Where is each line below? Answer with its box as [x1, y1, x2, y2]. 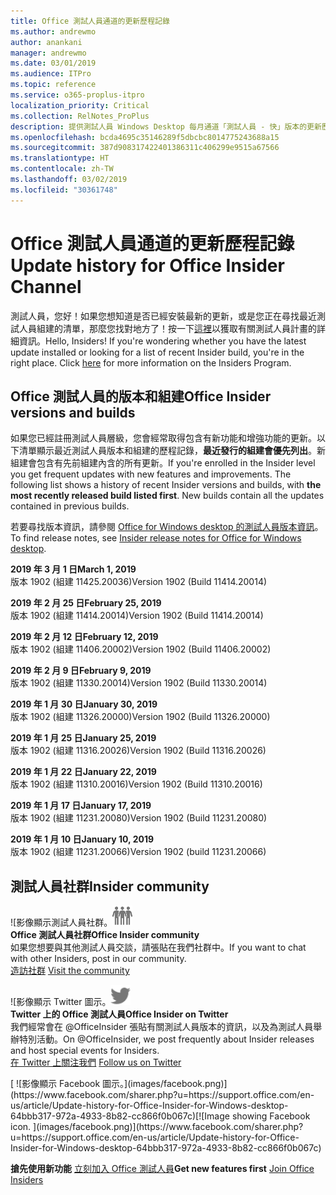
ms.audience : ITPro [10, 69, 92, 79]
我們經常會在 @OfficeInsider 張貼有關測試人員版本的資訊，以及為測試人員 [10, 1021, 314, 1033]
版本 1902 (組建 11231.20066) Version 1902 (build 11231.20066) [10, 846, 267, 858]
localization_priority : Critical [10, 100, 150, 110]
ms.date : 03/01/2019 [10, 58, 97, 69]
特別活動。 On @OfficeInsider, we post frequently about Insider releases [18, 1033, 315, 1045]
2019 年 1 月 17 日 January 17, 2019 [10, 800, 152, 812]
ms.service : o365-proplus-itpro [10, 90, 145, 100]
